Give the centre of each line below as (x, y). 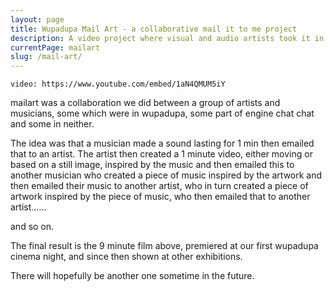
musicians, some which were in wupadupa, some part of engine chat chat (162, 113)
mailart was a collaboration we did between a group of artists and (145, 103)
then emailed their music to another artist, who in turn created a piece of (159, 186)
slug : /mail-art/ (46, 57)
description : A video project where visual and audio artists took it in (167, 38)
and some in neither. (52, 124)
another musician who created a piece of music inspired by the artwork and (166, 175)
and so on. (32, 227)
